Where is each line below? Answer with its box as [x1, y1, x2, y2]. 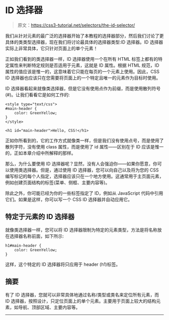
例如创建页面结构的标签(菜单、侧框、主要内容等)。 [5, 179, 110, 186]
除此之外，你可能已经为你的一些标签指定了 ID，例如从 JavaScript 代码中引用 [5, 190, 163, 196]
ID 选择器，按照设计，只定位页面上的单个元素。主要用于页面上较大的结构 [5, 298, 156, 304]
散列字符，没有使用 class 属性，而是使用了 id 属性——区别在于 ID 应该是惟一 [5, 143, 164, 149]
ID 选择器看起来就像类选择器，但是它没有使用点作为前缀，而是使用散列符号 [5, 85, 161, 91]
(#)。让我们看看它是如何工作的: [5, 91, 70, 98]
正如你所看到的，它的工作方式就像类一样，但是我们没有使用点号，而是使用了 [5, 137, 164, 143]
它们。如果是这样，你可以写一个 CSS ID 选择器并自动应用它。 [5, 196, 132, 202]
